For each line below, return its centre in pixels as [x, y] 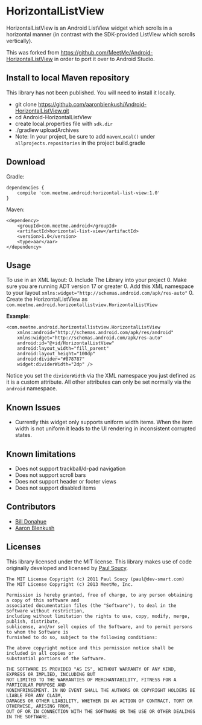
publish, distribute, [33, 622]
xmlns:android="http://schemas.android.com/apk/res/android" [95, 333]
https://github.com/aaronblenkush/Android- [92, 104]
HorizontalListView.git [42, 111]
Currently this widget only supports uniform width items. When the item [104, 422]
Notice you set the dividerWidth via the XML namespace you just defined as [101, 376]
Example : [18, 317]
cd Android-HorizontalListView [53, 117]
